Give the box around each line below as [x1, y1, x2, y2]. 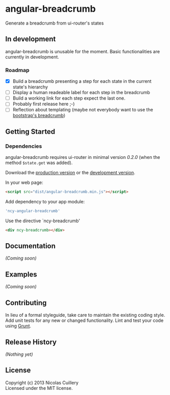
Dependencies [5, 143, 42, 150]
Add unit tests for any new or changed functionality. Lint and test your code [5, 317, 164, 323]
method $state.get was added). [5, 159, 73, 166]
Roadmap [5, 66, 30, 74]
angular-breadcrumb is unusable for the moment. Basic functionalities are [5, 48, 160, 54]
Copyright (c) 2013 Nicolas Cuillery [5, 379, 79, 386]
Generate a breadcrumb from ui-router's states [5, 20, 104, 26]
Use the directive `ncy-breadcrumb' [5, 218, 80, 224]
